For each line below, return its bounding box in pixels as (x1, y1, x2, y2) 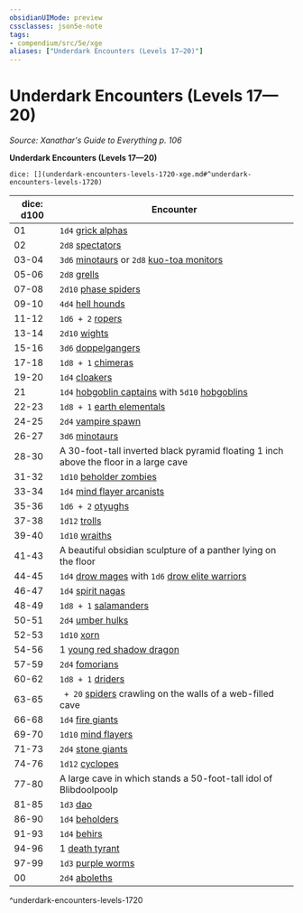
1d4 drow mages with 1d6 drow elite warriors (60, 570, 247, 583)
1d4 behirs (60, 828, 103, 841)
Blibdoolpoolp (60, 784, 119, 796)
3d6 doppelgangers (60, 342, 141, 354)
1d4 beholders (60, 813, 119, 825)
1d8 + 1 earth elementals (60, 400, 166, 413)
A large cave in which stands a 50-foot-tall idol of (60, 772, 273, 785)
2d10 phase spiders (60, 283, 142, 296)
